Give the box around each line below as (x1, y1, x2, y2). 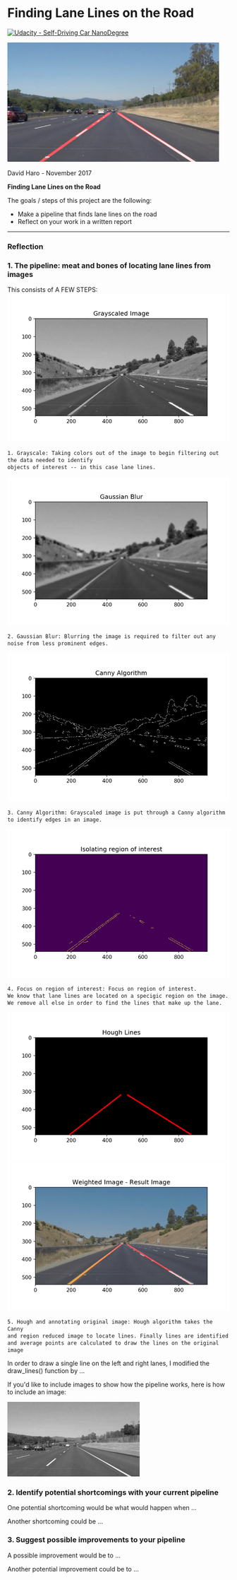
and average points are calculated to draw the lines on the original (7, 1340, 219, 1347)
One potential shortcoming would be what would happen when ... (7, 1504, 197, 1512)
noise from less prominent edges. (7, 640, 109, 647)
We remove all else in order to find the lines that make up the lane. (7, 1000, 222, 1007)
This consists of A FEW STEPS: (7, 285, 98, 294)
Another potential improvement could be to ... (7, 1564, 140, 1573)
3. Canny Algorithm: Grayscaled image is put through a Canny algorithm (7, 809, 226, 817)
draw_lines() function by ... (7, 1367, 85, 1375)
